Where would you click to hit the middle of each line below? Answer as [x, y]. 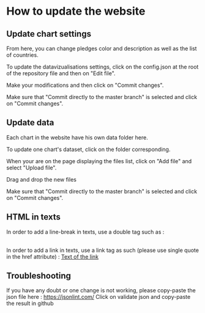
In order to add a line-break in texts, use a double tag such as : [85, 232]
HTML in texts [34, 217]
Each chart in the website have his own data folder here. [77, 137]
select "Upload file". [32, 168]
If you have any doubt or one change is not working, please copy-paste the [101, 290]
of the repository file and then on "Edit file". [61, 73]
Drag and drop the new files [41, 179]
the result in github [30, 303]
